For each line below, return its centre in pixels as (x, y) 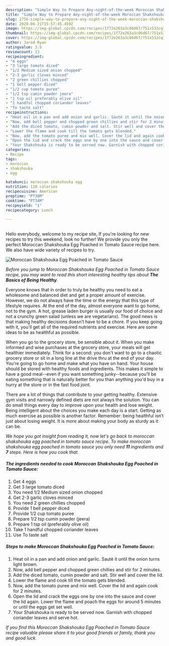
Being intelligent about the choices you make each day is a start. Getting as (83, 411)
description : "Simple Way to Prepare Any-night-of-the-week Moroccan (80, 10)
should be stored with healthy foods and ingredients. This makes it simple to (84, 369)
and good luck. (21, 638)
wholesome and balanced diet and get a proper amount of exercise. (76, 295)
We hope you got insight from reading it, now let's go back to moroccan (80, 436)
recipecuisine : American (32, 192)
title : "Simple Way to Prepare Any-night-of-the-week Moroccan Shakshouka (86, 15)
